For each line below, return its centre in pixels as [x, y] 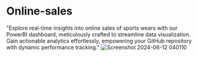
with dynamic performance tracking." [53, 47]
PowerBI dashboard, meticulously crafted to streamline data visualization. [98, 34]
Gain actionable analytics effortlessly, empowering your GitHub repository [99, 41]
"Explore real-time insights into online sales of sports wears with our [92, 28]
